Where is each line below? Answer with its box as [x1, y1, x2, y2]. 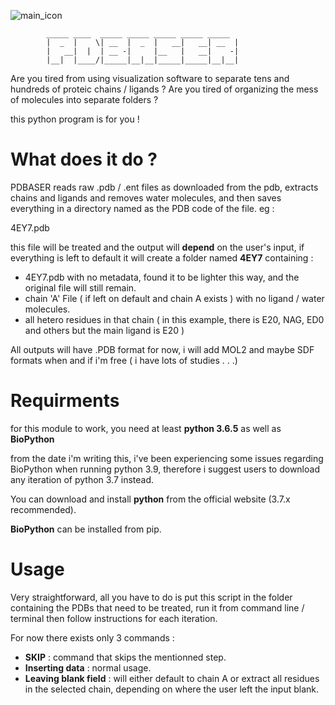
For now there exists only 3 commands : [10, 631, 175, 644]
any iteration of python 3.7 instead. [10, 473, 155, 485]
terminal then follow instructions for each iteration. [10, 612, 218, 624]
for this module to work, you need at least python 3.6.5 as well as [10, 422, 282, 434]
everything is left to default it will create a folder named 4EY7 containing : [10, 251, 314, 264]
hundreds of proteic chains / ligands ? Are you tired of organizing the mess [10, 83, 319, 95]
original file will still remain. [24, 281, 137, 294]
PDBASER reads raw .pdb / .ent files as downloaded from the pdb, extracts [10, 181, 319, 193]
